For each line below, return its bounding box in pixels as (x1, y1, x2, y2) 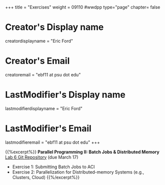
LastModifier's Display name (5, 89, 126, 101)
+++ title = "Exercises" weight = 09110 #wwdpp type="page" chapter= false (5, 4, 161, 10)
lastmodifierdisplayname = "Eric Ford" (5, 105, 83, 111)
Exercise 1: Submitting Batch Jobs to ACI (12, 164, 95, 170)
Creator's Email (5, 56, 70, 66)
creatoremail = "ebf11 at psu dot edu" (5, 71, 81, 77)
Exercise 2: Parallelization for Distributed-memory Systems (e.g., (12, 169, 144, 175)
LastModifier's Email (5, 123, 92, 134)
